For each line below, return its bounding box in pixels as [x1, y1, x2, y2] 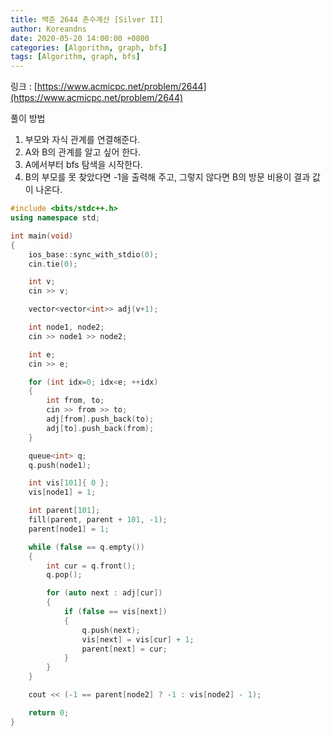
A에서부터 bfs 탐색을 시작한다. [24, 159, 143, 171]
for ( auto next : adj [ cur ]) [46, 588, 163, 598]
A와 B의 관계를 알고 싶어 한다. [24, 146, 142, 158]
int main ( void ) [10, 231, 74, 241]
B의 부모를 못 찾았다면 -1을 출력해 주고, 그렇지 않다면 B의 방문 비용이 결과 [24, 171, 311, 183]
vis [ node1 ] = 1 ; [28, 487, 97, 498]
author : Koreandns [10, 24, 87, 34]
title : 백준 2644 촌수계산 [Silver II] [10, 14, 164, 25]
